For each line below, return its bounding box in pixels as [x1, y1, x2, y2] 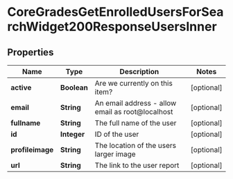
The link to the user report [94, 160, 180, 170]
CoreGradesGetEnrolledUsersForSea [7, 4, 224, 20]
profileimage [10, 145, 54, 154]
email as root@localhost [94, 107, 173, 116]
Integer [60, 129, 85, 139]
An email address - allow [94, 98, 177, 108]
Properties [7, 46, 54, 58]
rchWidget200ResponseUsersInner [7, 19, 217, 35]
